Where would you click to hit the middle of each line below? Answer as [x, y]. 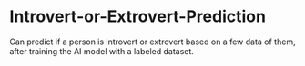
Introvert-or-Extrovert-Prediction [138, 17]
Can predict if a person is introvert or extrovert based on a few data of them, [152, 42]
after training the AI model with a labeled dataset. [102, 51]
